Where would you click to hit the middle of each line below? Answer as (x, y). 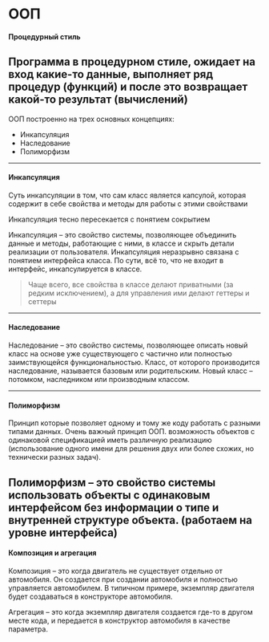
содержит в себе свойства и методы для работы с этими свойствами (128, 203)
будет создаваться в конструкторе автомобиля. (90, 596)
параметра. (28, 629)
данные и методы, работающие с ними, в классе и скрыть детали (121, 243)
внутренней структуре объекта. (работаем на (130, 520)
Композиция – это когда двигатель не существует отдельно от (115, 571)
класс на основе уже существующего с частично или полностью (120, 354)
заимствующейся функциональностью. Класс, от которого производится (134, 362)
